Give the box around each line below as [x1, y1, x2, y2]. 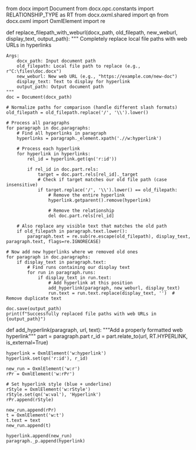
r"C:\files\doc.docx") [6, 68, 62, 74]
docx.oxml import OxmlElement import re [6, 18, 106, 24]
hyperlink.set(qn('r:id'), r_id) [6, 356, 88, 362]
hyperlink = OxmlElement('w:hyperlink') [6, 350, 107, 356]
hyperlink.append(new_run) [6, 433, 72, 439]
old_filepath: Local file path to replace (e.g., [16, 63, 141, 69]
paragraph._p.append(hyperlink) [6, 438, 85, 444]
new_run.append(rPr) [6, 407, 57, 413]
